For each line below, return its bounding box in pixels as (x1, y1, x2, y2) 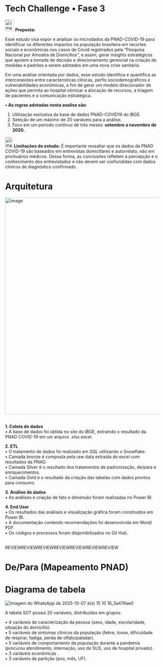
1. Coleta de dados (5, 423, 43, 429)
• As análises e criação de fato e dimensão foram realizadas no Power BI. (5, 494, 153, 500)
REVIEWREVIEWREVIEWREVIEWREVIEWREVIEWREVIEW (5, 544, 119, 551)
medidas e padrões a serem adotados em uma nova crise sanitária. (5, 62, 140, 68)
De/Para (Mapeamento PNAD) (5, 562, 129, 573)
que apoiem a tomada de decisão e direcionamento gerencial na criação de (5, 57, 157, 63)
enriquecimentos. (5, 469, 41, 475)
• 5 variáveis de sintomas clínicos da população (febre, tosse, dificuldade (5, 630, 153, 635)
